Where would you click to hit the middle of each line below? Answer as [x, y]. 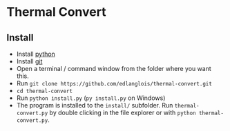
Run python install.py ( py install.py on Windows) [91, 98]
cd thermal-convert [45, 91]
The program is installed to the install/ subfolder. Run [95, 105]
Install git [29, 61]
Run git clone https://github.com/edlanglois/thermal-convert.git [114, 83]
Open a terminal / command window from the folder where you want [114, 69]
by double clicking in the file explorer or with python [123, 112]
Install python [36, 54]
